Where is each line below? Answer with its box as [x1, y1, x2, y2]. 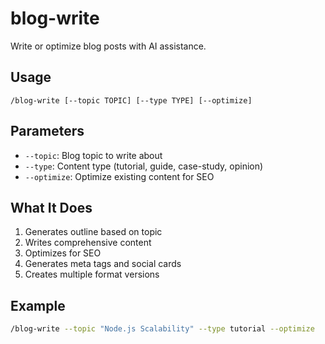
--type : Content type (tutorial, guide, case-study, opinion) [24, 160, 264, 172]
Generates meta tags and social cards [24, 258, 182, 270]
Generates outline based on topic [24, 226, 163, 238]
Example [10, 297, 66, 314]
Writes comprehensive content [24, 237, 152, 249]
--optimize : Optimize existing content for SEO [24, 170, 215, 182]
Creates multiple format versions [24, 268, 160, 281]
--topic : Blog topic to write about [24, 149, 163, 161]
